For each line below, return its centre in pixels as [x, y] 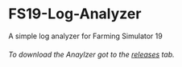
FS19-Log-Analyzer [75, 14]
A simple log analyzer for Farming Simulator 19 [85, 36]
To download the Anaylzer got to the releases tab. [91, 54]
